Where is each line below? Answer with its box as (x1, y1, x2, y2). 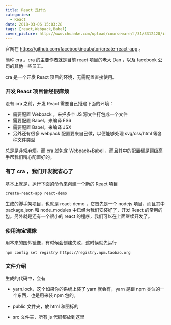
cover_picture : (5, 31, 38, 36)
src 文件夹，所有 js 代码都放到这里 (12, 314, 85, 320)
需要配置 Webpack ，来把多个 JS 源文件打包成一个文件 (12, 111, 128, 117)
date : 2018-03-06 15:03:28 (5, 21, 63, 27)
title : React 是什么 (5, 7, 47, 13)
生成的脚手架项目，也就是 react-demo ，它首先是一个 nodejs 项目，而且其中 (5, 200, 165, 207)
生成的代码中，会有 (5, 275, 46, 281)
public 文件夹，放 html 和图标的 (12, 303, 79, 309)
